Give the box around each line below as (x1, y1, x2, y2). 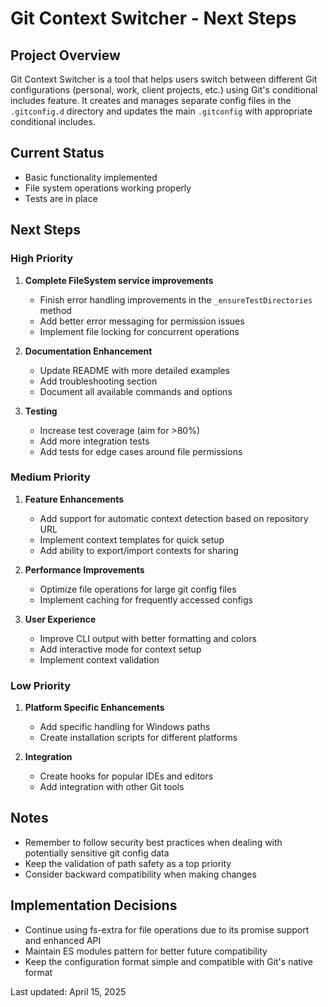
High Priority (10, 252, 74, 266)
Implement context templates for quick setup (39, 533, 225, 546)
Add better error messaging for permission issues (39, 315, 245, 327)
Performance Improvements (24, 563, 145, 576)
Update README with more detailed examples (39, 364, 231, 376)
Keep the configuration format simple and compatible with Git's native (24, 955, 313, 967)
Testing (24, 405, 58, 417)
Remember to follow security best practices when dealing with (24, 836, 283, 848)
